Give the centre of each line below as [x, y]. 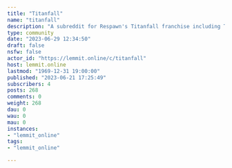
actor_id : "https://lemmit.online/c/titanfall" [77, 59]
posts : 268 [23, 90]
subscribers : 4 [29, 84]
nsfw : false [24, 52]
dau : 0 [17, 109]
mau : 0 [17, 122]
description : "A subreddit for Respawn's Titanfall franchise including [114, 26]
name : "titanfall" [33, 20]
